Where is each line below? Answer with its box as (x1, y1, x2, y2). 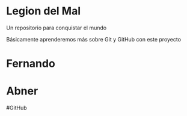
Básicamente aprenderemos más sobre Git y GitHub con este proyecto (6, 35, 182, 43)
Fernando (6, 57, 55, 70)
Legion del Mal (6, 4, 81, 18)
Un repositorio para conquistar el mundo (6, 24, 107, 31)
